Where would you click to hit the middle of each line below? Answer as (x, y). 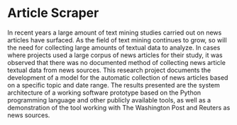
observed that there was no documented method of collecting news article (116, 62)
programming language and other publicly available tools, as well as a (109, 100)
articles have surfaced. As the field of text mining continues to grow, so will (117, 40)
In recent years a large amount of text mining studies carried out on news (115, 32)
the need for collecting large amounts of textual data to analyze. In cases (114, 47)
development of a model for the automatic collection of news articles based (118, 77)
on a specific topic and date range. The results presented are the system (114, 85)
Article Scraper (53, 13)
